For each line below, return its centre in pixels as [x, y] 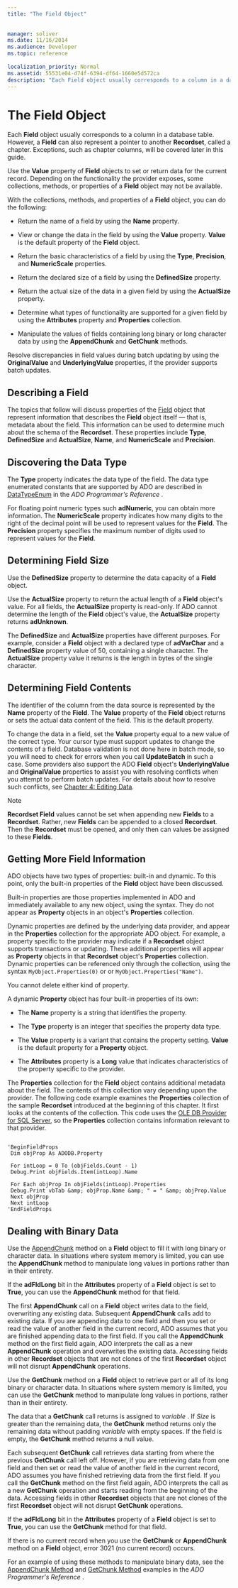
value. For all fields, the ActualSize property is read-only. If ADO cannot [112, 606]
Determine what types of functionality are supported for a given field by [122, 312]
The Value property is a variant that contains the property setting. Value [123, 1040]
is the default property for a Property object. [83, 1048]
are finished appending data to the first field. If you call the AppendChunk [116, 1336]
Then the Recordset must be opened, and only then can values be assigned [118, 829]
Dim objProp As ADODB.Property [56, 1154]
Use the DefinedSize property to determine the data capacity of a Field [112, 577]
